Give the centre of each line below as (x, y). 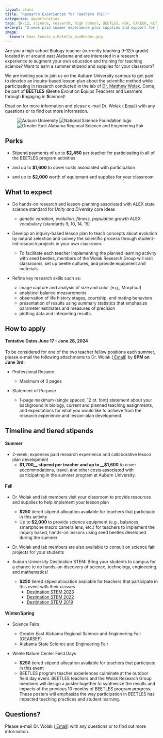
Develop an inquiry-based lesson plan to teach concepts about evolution (85, 233)
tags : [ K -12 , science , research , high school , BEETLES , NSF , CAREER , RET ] (82, 23)
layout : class (19, 10)
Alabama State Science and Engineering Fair (64, 644)
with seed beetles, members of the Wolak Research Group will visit (86, 258)
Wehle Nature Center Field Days (44, 654)
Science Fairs (26, 624)
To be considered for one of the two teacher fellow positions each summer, (80, 352)
